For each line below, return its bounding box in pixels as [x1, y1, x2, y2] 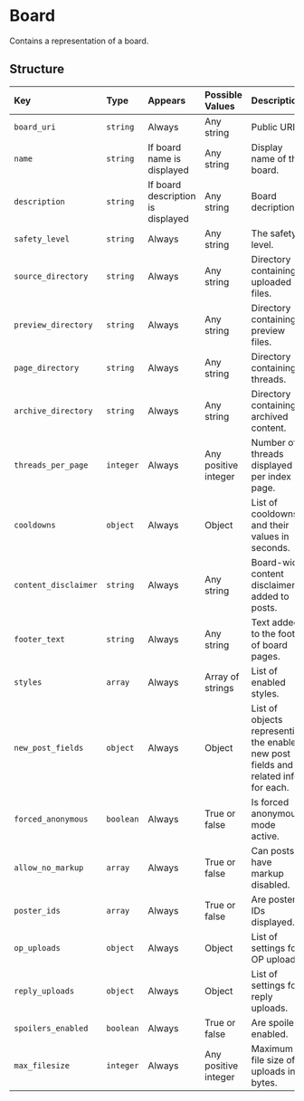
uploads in [251, 1065, 296, 1077]
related [251, 770, 281, 783]
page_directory [14, 363, 80, 373]
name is [147, 152, 182, 165]
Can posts [251, 844, 295, 857]
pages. [251, 650, 280, 662]
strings [204, 681, 234, 694]
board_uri [14, 121, 56, 132]
